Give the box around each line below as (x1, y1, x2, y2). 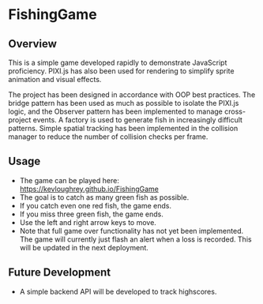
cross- (224, 107, 246, 116)
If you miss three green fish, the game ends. (19, 209, 163, 219)
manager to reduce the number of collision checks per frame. (8, 132, 209, 141)
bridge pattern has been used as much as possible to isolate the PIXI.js (8, 99, 239, 107)
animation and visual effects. (8, 75, 102, 84)
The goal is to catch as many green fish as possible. (19, 192, 190, 202)
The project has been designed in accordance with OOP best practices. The (8, 90, 256, 99)
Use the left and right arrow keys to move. (19, 217, 156, 227)
